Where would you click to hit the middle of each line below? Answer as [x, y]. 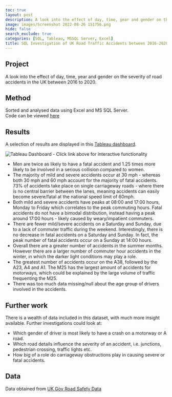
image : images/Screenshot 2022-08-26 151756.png [58, 24]
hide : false [18, 29]
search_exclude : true [28, 34]
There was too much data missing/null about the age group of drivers [86, 284]
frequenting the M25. [35, 278]
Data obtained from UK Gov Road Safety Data [53, 389]
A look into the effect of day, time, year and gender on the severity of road [84, 76]
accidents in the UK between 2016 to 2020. [51, 82]
